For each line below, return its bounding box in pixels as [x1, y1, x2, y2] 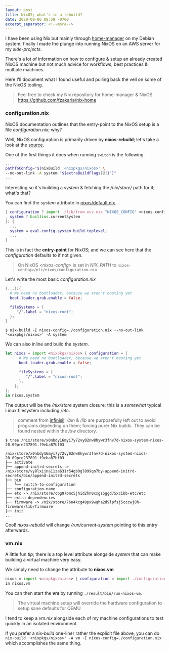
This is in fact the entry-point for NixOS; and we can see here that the [5, 247, 152, 253]
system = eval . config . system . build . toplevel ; [10, 228, 108, 233]
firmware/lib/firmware [5, 504, 53, 509]
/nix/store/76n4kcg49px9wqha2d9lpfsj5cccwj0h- [41, 500, 142, 505]
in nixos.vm [5, 581, 30, 586]
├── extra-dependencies [5, 495, 56, 501]
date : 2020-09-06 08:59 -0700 [5, 17, 69, 22]
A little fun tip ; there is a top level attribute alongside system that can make [5, 551, 161, 557]
